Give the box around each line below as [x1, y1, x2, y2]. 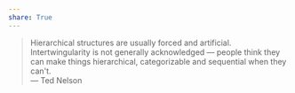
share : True [8, 12, 52, 22]
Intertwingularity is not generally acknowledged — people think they [29, 46, 281, 58]
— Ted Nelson [29, 74, 83, 85]
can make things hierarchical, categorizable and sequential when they [29, 56, 287, 66]
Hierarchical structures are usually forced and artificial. [29, 37, 232, 48]
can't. [29, 66, 52, 76]
